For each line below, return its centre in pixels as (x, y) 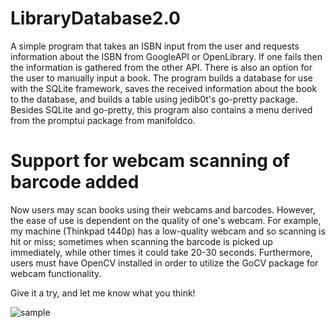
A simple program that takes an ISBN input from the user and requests (155, 46)
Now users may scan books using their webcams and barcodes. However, (163, 209)
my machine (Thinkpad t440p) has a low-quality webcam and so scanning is (168, 231)
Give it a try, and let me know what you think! (103, 293)
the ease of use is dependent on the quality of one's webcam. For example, (166, 220)
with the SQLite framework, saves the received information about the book (164, 88)
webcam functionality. (56, 273)
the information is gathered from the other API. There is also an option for (161, 67)
